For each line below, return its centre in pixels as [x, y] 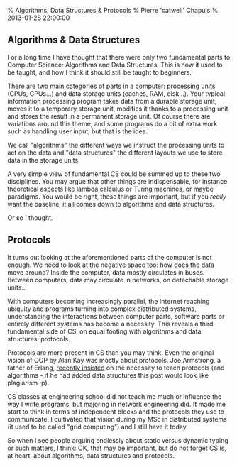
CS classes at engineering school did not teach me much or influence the [115, 396]
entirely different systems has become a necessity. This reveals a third [110, 324]
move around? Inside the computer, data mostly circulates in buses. [106, 272]
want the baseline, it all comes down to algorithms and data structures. [111, 204]
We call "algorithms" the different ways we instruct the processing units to [116, 145]
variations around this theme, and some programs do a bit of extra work [112, 123]
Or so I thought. [30, 218]
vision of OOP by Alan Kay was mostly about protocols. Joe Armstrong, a [114, 360]
